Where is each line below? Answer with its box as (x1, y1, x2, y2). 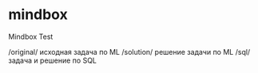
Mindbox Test (8, 32, 54, 41)
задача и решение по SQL (8, 56, 97, 65)
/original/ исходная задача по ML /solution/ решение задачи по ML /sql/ (8, 47, 251, 56)
